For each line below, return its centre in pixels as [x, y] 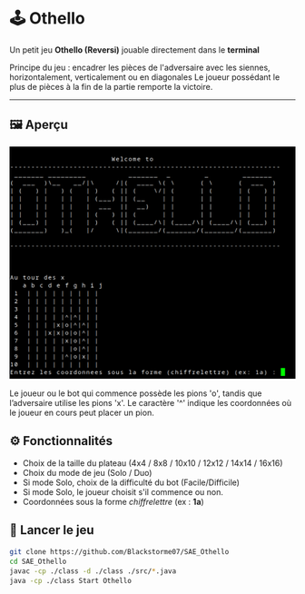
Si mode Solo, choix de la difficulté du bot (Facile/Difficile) [131, 482]
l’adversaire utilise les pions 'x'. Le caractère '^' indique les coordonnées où [151, 402]
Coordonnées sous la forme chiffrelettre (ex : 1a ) [113, 501]
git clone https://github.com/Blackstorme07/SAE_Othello [119, 552]
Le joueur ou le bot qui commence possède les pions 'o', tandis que [136, 393]
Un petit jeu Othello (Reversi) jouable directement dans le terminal [135, 49]
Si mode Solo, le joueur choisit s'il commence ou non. [123, 491]
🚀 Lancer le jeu [52, 530]
